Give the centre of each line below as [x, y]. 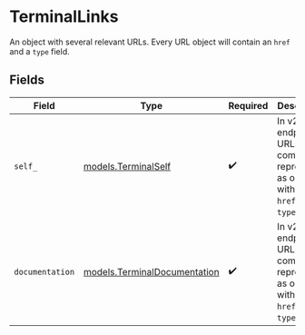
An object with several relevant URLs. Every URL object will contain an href [150, 42]
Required [248, 105]
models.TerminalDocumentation [151, 271]
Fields [27, 80]
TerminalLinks [64, 17]
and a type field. [39, 51]
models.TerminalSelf [127, 166]
